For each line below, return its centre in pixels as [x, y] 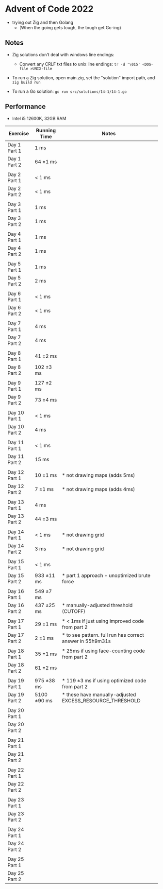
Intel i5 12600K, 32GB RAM [39, 118]
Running [46, 130]
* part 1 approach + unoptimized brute [106, 575]
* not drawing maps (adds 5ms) [98, 475]
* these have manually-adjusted [99, 695]
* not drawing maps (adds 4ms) [98, 489]
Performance [25, 107]
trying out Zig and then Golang [43, 22]
